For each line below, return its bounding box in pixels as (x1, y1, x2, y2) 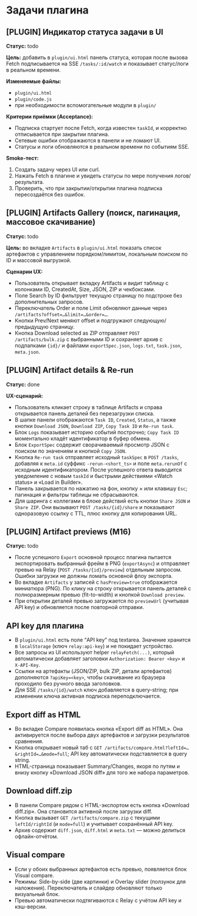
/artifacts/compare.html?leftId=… (104, 745, 189, 751)
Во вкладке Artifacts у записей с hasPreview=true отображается (14, 579, 178, 586)
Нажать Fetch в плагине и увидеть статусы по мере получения (14, 172, 173, 179)
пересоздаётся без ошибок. (14, 191, 85, 198)
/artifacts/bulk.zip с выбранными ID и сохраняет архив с (14, 336, 163, 343)
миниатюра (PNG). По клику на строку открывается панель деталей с (14, 585, 191, 592)
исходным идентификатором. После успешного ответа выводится (14, 466, 182, 473)
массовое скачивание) (6, 217, 96, 227)
